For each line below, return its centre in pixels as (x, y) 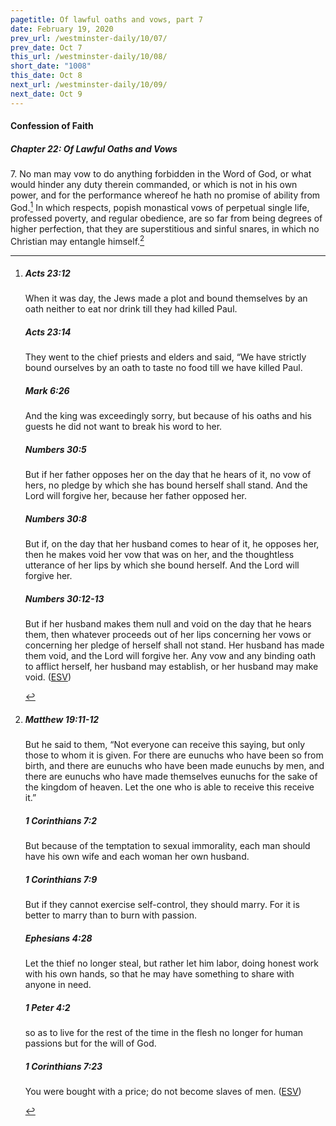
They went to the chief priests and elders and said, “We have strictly (165, 357)
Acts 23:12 (47, 273)
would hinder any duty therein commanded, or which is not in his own (154, 185)
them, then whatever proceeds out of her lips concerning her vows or (168, 635)
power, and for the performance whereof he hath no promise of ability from (165, 195)
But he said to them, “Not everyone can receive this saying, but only (165, 745)
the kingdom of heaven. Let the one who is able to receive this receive (169, 787)
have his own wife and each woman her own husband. (137, 857)
